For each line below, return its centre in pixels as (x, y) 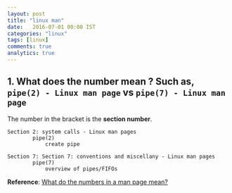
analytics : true (31, 54)
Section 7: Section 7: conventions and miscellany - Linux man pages (111, 156)
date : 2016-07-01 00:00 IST (52, 27)
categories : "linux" (38, 33)
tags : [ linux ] (28, 40)
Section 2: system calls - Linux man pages (72, 132)
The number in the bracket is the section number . (80, 119)
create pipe (62, 144)
